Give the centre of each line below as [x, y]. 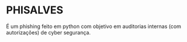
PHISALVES [35, 10]
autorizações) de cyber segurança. [48, 32]
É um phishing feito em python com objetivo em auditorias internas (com [94, 26]
